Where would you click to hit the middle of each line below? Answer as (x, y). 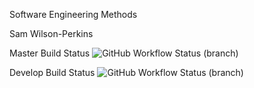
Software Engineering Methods (73, 14)
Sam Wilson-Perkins (51, 33)
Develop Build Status (52, 72)
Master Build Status (50, 53)
